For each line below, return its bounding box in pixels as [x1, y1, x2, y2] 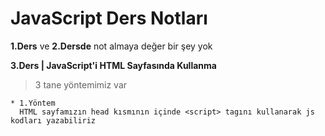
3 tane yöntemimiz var [34, 78, 128, 91]
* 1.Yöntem [10, 98, 56, 108]
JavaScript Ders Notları [10, 7, 208, 30]
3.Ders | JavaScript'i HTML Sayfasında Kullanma [10, 59, 217, 71]
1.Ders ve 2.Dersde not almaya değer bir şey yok [10, 40, 213, 52]
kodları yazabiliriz [10, 115, 97, 126]
